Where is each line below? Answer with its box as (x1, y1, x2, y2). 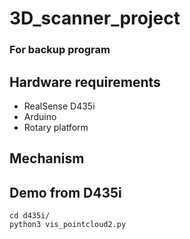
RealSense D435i (23, 100, 96, 112)
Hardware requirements (9, 73, 161, 91)
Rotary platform (23, 121, 89, 133)
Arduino (23, 110, 57, 122)
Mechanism (9, 150, 85, 167)
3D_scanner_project (9, 7, 181, 30)
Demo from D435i (9, 184, 122, 201)
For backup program (9, 43, 111, 57)
